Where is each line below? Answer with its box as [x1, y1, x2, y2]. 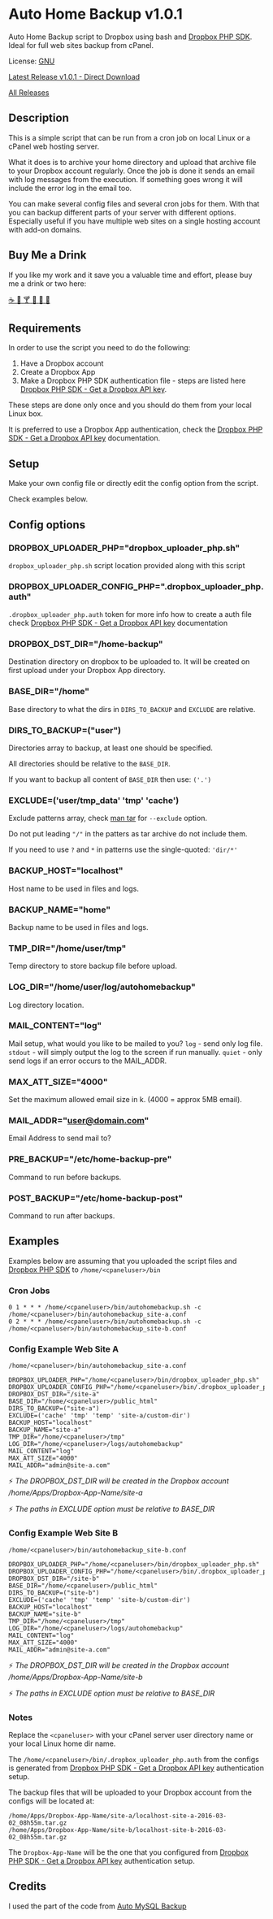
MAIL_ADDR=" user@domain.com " [8, 1115, 149, 1127]
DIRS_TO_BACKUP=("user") [8, 724, 122, 736]
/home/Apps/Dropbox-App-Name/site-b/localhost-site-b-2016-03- [8, 1826, 227, 1834]
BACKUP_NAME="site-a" [8, 1426, 82, 1435]
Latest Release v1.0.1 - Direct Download [8, 72, 141, 81]
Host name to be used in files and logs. [8, 884, 140, 893]
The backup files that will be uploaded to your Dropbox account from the [8, 1787, 253, 1797]
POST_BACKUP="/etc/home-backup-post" [8, 1192, 184, 1204]
